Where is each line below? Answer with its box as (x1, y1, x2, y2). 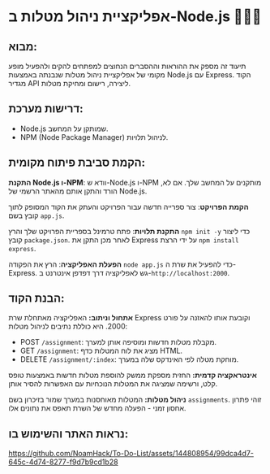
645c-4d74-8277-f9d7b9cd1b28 (8, 457, 119, 467)
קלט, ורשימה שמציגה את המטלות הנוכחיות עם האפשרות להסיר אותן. (8, 379, 218, 389)
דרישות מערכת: (8, 102, 84, 116)
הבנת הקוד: (8, 292, 65, 306)
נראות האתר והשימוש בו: (8, 427, 129, 441)
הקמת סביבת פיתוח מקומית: (8, 156, 146, 170)
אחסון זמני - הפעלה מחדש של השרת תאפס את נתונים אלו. (8, 403, 186, 413)
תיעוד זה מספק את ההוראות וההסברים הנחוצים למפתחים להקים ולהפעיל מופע (8, 61, 246, 71)
